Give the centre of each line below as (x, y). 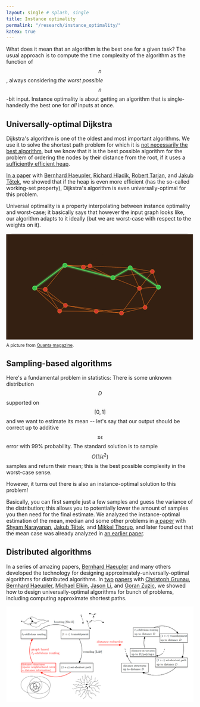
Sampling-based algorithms (59, 363)
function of (20, 62)
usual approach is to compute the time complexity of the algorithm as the (96, 55)
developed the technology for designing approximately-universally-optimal (98, 573)
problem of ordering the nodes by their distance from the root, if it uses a (96, 157)
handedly (18, 106)
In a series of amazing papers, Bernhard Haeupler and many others (89, 566)
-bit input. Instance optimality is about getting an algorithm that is (86, 99)
